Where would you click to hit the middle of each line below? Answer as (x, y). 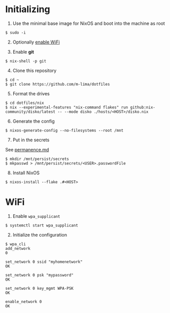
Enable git (23, 52)
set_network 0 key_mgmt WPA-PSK (39, 288)
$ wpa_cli (16, 244)
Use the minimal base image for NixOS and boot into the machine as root (89, 23)
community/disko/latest (30, 112)
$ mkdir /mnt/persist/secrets (37, 159)
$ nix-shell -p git (26, 61)
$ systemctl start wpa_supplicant (42, 225)
